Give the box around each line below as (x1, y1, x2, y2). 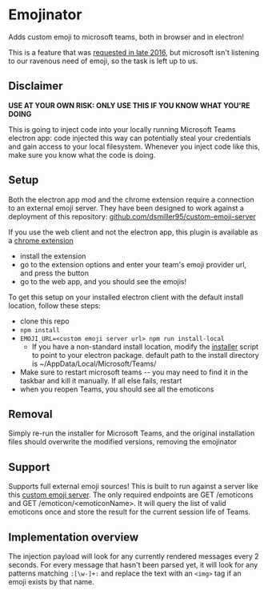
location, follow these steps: (8, 300, 102, 310)
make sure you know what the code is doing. (8, 150, 156, 159)
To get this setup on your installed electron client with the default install (8, 292, 244, 302)
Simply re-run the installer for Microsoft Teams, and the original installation (8, 428, 255, 438)
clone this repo (19, 316, 70, 326)
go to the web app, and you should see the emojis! (19, 276, 187, 286)
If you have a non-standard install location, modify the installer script (31, 342, 258, 351)
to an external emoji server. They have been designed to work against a (8, 203, 244, 213)
